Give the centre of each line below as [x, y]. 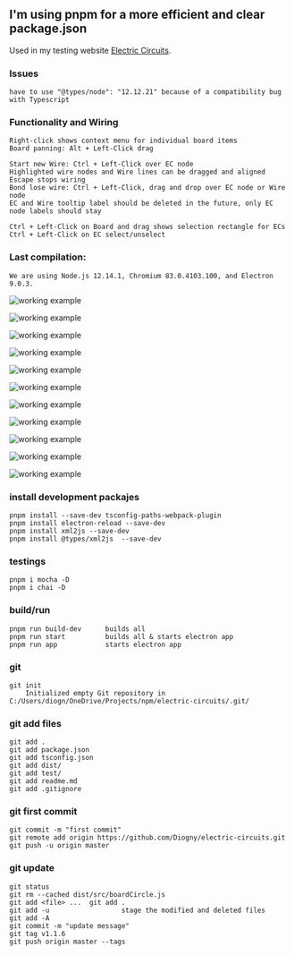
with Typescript [39, 100]
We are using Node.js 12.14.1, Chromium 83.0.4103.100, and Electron [142, 276]
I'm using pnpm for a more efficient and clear [137, 15]
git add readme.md [43, 781]
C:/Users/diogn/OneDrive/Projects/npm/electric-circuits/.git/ [130, 701]
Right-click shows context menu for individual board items [124, 141]
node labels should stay [55, 211]
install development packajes [75, 497]
